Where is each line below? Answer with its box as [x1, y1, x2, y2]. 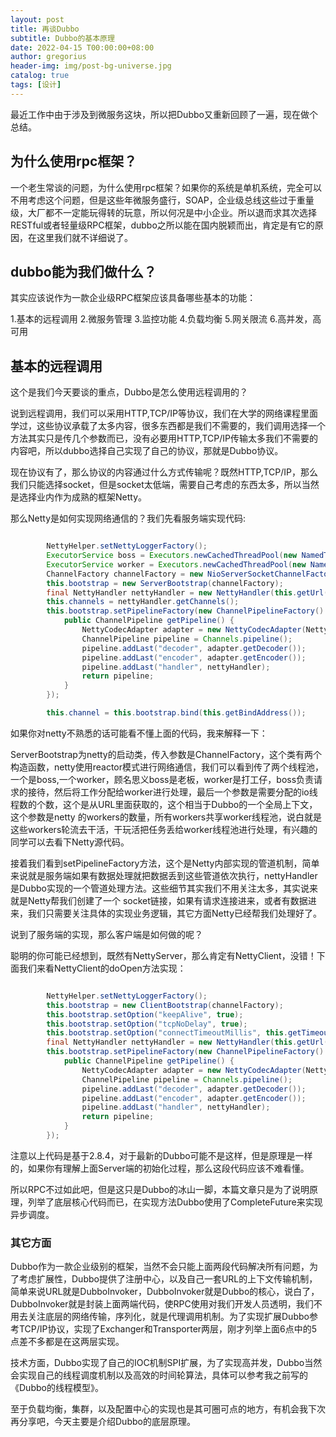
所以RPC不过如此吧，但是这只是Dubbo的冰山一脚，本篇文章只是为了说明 [10, 1183, 310, 1195]
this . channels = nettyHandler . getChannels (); [46, 597, 240, 607]
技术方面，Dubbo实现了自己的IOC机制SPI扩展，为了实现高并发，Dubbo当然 [10, 1357, 323, 1369]
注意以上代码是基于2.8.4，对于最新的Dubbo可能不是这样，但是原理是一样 [10, 1149, 313, 1161]
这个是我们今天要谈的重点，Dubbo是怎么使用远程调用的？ [10, 386, 248, 398]
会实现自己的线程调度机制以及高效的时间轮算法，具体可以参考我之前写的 [10, 1369, 308, 1381]
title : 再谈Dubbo [10, 24, 80, 34]
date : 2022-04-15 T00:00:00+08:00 [10, 42, 155, 53]
